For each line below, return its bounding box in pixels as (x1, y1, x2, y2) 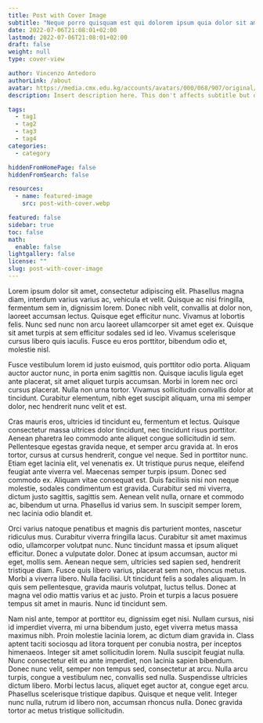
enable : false (15, 243, 61, 251)
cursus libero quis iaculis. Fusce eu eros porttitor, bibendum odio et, (8, 336, 228, 345)
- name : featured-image (15, 192, 92, 200)
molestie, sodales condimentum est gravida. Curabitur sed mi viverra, (8, 484, 232, 493)
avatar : (8, 84, 34, 92)
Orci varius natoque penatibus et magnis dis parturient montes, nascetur (8, 524, 243, 533)
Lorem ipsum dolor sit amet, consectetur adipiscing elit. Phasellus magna (8, 286, 244, 295)
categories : (8, 142, 47, 150)
